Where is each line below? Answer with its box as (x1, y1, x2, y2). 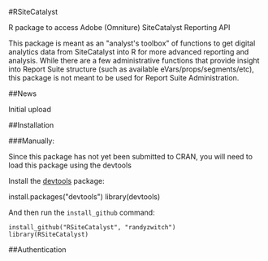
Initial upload (8, 105, 51, 114)
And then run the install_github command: (8, 207, 156, 217)
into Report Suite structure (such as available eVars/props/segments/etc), (8, 64, 254, 74)
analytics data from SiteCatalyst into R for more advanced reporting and (8, 47, 249, 56)
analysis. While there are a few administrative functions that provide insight (8, 56, 260, 65)
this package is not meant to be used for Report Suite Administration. (8, 73, 240, 82)
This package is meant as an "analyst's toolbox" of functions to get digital (8, 38, 256, 48)
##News (8, 89, 37, 98)
